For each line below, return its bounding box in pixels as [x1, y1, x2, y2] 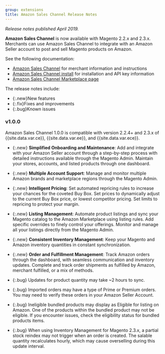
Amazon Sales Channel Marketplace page [12, 76, 99, 82]
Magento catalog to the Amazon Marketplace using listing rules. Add [12, 216, 154, 222]
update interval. [12, 343, 45, 349]
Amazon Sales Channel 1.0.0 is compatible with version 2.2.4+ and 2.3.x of [5, 129, 159, 135]
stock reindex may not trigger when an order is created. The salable [12, 333, 152, 339]
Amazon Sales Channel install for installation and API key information [12, 70, 154, 76]
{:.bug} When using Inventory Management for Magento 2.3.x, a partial [12, 327, 158, 333]
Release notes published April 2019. [5, 25, 79, 31]
